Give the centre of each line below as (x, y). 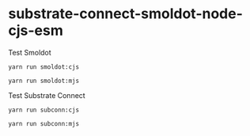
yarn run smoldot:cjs (44, 67)
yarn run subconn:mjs (44, 123)
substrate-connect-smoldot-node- (126, 14)
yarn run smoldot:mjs (44, 81)
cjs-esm (36, 30)
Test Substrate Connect (47, 95)
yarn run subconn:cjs (44, 110)
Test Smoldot (30, 52)
